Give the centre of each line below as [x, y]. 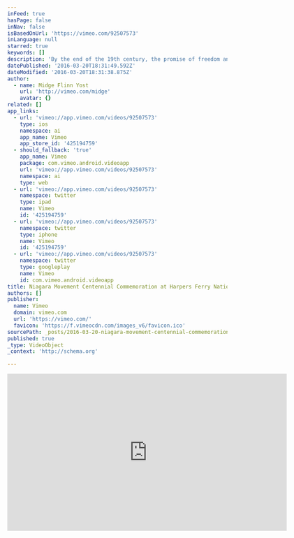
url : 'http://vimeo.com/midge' [65, 92]
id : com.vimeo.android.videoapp [67, 280]
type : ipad [36, 202]
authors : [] [24, 293]
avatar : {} [36, 99]
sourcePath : [24, 332]
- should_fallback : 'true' [53, 150]
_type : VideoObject [36, 345]
